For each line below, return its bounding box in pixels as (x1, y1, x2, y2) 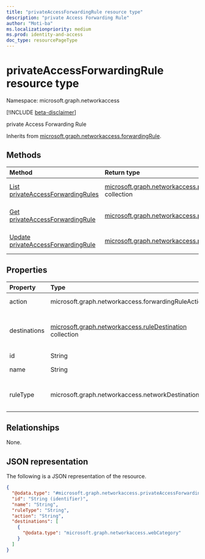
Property (9, 283, 36, 291)
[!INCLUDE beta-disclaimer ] (6, 108, 76, 116)
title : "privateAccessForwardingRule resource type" (6, 9, 143, 15)
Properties (6, 265, 48, 276)
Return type (104, 168, 140, 177)
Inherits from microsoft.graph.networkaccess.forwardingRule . (6, 132, 162, 139)
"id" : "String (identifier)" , (12, 495, 88, 502)
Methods (6, 150, 41, 161)
